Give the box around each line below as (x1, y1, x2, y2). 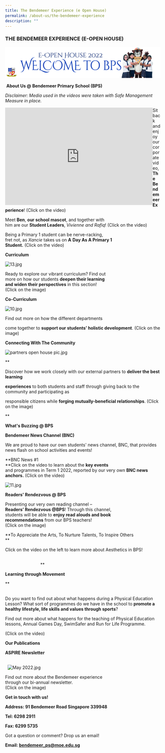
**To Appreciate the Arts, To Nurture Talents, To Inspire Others (5, 532, 134, 538)
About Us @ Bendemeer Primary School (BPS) (6, 83, 102, 89)
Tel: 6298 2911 (5, 713, 35, 719)
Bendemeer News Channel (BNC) (5, 432, 75, 438)
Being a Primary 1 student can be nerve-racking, (5, 232, 103, 237)
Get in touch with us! (5, 694, 48, 700)
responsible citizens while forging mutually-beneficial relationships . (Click (5, 398, 159, 404)
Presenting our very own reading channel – (5, 501, 93, 507)
